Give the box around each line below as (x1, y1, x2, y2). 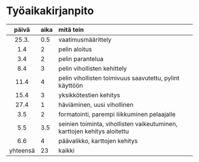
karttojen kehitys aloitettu (58, 127, 129, 135)
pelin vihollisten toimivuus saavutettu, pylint (58, 74, 179, 82)
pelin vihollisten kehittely (58, 64, 127, 72)
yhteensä (9, 146, 36, 154)
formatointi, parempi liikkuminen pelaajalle (58, 110, 176, 118)
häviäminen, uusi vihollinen (58, 101, 134, 109)
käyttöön (58, 81, 84, 89)
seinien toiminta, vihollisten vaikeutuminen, (58, 119, 178, 128)
